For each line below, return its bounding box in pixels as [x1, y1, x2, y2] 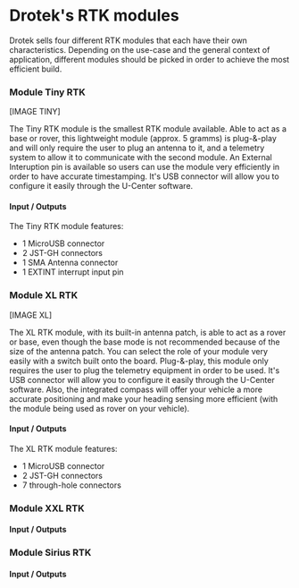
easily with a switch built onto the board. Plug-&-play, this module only [9, 355, 270, 366]
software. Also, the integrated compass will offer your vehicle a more [9, 384, 263, 395]
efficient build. [9, 64, 62, 74]
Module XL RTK [9, 289, 79, 302]
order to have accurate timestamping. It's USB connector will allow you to [9, 171, 279, 182]
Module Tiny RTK [9, 86, 87, 98]
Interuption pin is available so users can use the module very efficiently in [9, 162, 280, 173]
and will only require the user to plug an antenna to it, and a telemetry [9, 142, 265, 153]
